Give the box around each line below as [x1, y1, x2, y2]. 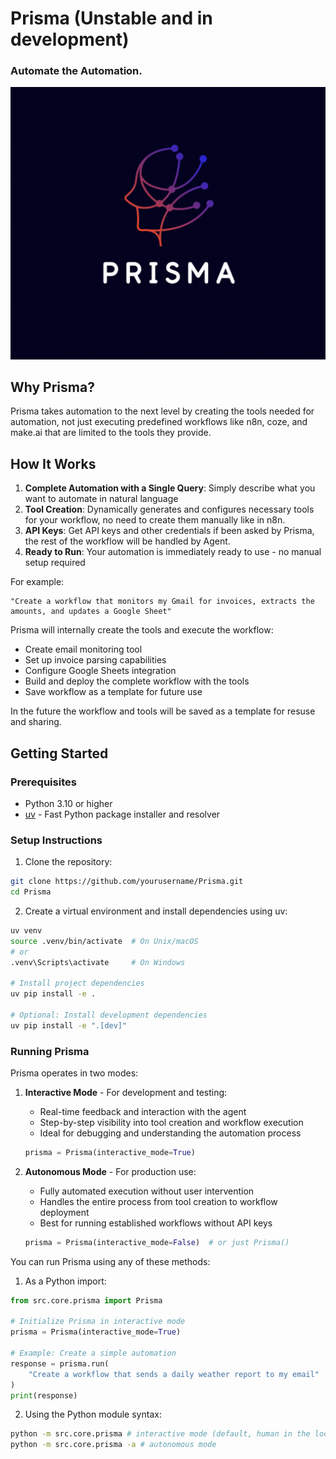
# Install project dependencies [10, 978, 145, 989]
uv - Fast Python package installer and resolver [24, 808, 221, 820]
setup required [24, 557, 86, 569]
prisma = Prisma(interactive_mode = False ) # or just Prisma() [24, 1237, 290, 1247]
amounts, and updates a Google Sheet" [10, 607, 172, 617]
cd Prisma [10, 887, 52, 897]
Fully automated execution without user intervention [39, 1185, 255, 1197]
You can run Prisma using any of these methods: [10, 1255, 211, 1267]
